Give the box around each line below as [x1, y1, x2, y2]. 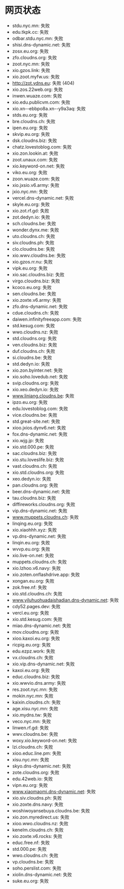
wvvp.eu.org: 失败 [12, 546, 51, 552]
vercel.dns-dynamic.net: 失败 [12, 195, 75, 201]
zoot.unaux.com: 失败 [12, 156, 58, 162]
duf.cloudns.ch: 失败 [12, 348, 56, 354]
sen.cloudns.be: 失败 [12, 291, 57, 297]
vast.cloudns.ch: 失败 [12, 463, 58, 469]
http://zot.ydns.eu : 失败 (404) [12, 80, 75, 86]
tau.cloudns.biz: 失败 [12, 495, 57, 501]
